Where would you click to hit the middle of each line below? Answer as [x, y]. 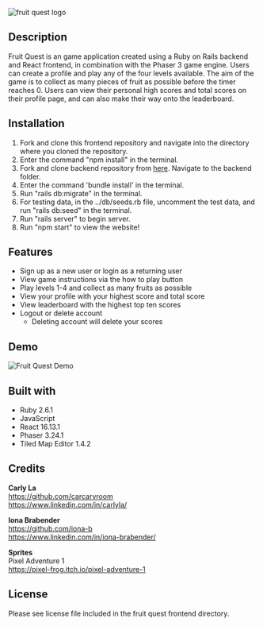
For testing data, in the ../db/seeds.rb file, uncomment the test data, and [137, 202]
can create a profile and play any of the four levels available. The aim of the [131, 73]
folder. [30, 176]
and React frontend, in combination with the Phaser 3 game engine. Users [129, 64]
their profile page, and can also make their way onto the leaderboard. [121, 99]
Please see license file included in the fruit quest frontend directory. [119, 613]
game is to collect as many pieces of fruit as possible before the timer [122, 81]
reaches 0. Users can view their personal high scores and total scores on [128, 90]
